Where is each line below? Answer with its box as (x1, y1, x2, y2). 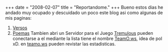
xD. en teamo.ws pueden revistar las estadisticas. (12, 41, 116, 47)
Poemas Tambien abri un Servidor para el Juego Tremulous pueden (12, 30, 153, 36)
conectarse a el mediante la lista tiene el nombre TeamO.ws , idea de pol (12, 35, 162, 41)
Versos (12, 25, 28, 31)
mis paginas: (5, 15, 32, 21)
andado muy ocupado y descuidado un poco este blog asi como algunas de (5, 10, 163, 16)
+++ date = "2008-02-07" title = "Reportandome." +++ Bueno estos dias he (5, 5, 163, 10)
